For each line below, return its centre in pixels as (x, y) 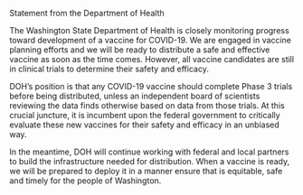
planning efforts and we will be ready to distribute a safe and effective (140, 50)
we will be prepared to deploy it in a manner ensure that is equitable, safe (146, 171)
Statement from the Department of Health (87, 13)
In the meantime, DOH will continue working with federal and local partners (149, 152)
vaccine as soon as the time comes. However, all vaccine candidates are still (152, 59)
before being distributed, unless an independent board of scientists (135, 96)
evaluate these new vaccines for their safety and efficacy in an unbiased (145, 125)
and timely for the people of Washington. (85, 181)
